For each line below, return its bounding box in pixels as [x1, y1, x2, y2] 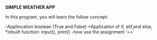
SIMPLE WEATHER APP [5, 4, 55, 10]
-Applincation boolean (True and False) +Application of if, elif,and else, [5, 23, 153, 29]
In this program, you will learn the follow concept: [5, 14, 108, 19]
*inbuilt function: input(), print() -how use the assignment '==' [5, 29, 135, 34]
